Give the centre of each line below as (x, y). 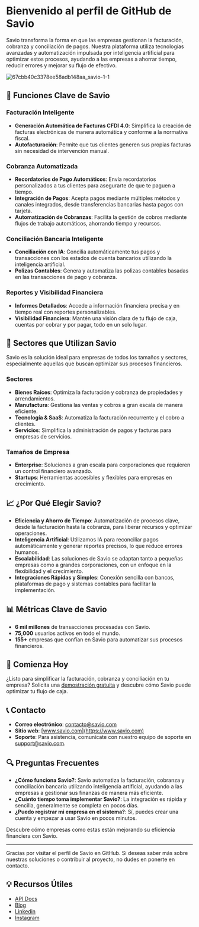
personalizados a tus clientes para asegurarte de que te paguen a (95, 185)
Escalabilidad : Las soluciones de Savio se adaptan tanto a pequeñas (99, 558)
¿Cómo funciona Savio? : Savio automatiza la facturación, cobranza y (99, 780)
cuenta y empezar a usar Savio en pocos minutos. (76, 818)
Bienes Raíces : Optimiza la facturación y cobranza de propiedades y (99, 392)
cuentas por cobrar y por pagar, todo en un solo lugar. (81, 324)
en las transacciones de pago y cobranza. (66, 277)
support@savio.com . (40, 743)
